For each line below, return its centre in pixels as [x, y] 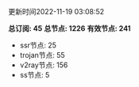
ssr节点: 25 [38, 45]
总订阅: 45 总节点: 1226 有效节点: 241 [69, 28]
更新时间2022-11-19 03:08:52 [56, 11]
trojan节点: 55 [42, 55]
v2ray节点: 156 [44, 65]
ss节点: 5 [35, 75]
